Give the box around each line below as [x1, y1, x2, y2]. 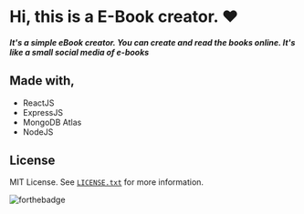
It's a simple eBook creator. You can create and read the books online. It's [9, 36, 296, 47]
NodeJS [22, 126, 54, 138]
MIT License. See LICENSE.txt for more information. [9, 177, 204, 188]
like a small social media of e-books [9, 46, 150, 57]
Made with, [9, 73, 75, 88]
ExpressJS [22, 107, 64, 117]
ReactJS [22, 97, 55, 108]
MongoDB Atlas [22, 117, 82, 127]
